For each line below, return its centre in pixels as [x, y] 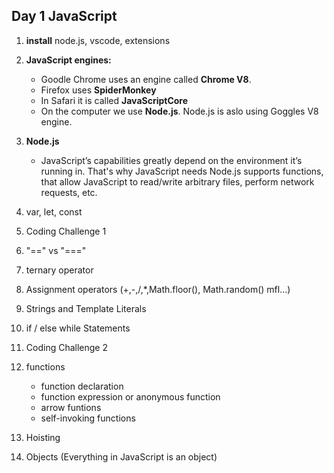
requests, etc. [69, 192]
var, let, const [54, 211]
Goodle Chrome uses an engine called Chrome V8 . [146, 79]
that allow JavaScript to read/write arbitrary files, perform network [177, 181]
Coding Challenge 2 [66, 347]
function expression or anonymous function [130, 396]
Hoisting [43, 437]
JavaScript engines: [68, 60]
